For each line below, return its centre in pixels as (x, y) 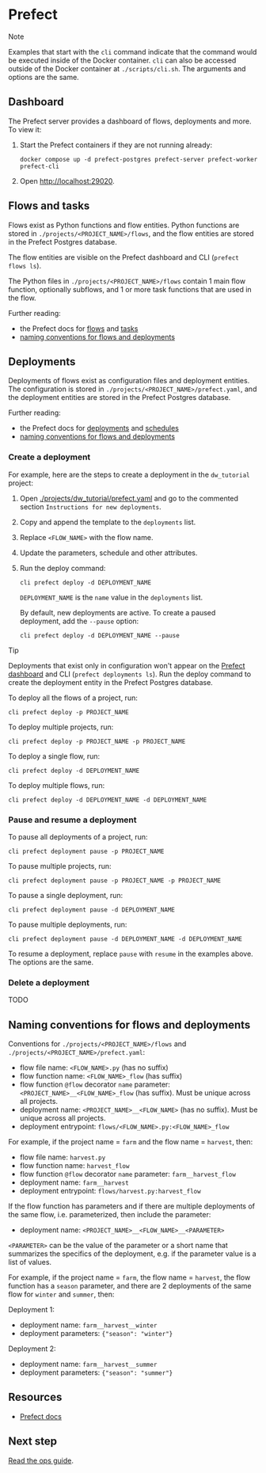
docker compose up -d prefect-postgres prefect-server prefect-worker (139, 159)
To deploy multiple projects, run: (61, 727)
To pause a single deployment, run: (66, 895)
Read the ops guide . (41, 1460)
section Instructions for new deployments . (91, 506)
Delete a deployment (49, 982)
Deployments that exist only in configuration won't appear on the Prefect (127, 665)
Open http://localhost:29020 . (67, 181)
